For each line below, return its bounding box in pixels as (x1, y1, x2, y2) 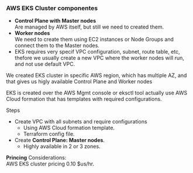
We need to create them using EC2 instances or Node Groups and (14, 36, 174, 43)
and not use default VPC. (14, 61, 75, 68)
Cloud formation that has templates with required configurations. (6, 96, 162, 103)
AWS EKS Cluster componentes (6, 4, 98, 12)
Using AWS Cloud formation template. (23, 124, 115, 132)
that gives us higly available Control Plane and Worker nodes (6, 78, 153, 85)
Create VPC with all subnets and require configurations (14, 118, 147, 125)
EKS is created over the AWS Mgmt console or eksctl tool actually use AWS (6, 89, 188, 97)
